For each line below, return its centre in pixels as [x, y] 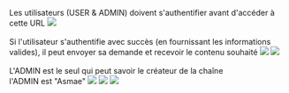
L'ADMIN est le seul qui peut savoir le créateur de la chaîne [116, 71]
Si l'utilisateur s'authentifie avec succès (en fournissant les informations [140, 42]
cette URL [27, 23]
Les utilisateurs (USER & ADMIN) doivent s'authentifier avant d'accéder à [142, 13]
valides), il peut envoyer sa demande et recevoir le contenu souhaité [133, 52]
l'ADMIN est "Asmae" [48, 81]
